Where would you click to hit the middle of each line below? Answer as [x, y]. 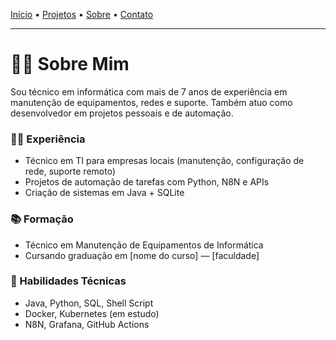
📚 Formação [42, 219]
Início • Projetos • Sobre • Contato [82, 14]
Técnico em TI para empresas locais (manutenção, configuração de [164, 161]
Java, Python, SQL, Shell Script [89, 303]
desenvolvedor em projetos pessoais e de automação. [122, 113]
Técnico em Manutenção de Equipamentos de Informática [144, 245]
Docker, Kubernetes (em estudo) [92, 313]
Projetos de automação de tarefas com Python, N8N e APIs [147, 182]
